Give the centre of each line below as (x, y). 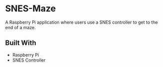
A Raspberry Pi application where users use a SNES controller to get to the (81, 22)
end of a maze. (21, 27)
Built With (21, 43)
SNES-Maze (31, 9)
